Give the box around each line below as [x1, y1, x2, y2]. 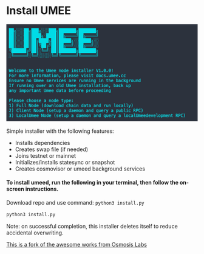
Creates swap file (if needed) [15, 146, 89, 153]
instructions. [25, 185, 59, 192]
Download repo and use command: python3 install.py [6, 199, 144, 206]
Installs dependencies [15, 139, 70, 146]
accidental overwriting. [6, 229, 64, 236]
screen [6, 185, 24, 192]
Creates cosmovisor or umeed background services [15, 165, 146, 172]
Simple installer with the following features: [6, 127, 114, 135]
